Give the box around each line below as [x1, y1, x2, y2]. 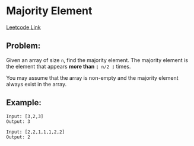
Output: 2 [6, 134, 31, 140]
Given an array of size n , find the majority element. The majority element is [6, 56, 189, 63]
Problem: [6, 41, 41, 51]
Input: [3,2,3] [6, 113, 44, 119]
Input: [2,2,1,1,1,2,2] [6, 129, 65, 135]
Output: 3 [6, 118, 31, 125]
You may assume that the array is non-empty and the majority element [6, 74, 179, 81]
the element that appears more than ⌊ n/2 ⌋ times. [6, 63, 131, 70]
